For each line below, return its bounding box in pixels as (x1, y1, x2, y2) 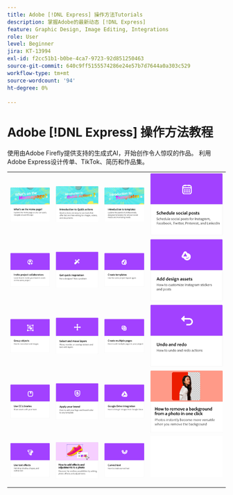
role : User (7, 33, 39, 40)
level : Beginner (7, 40, 54, 48)
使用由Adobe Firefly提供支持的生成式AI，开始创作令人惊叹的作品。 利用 (7, 149, 212, 158)
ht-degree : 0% (7, 84, 49, 92)
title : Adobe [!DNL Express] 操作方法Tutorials (7, 11, 144, 18)
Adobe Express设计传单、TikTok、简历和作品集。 (7, 158, 149, 166)
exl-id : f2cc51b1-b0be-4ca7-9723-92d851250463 (7, 56, 144, 62)
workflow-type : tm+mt (7, 69, 70, 76)
